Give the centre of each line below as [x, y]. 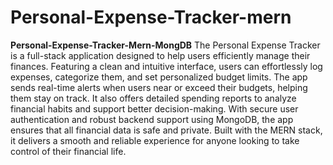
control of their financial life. [68, 151]
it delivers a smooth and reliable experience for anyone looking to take [155, 140]
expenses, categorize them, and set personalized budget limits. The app [159, 77]
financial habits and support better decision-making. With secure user [154, 108]
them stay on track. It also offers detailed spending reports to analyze [153, 98]
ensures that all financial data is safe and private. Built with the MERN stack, [166, 130]
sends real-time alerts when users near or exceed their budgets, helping [159, 87]
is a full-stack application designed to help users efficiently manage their [160, 55]
